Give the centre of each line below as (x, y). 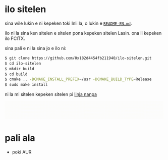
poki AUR (22, 152)
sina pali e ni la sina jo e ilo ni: (36, 48)
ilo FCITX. (15, 38)
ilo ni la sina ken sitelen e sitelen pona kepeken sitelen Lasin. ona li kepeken (83, 33)
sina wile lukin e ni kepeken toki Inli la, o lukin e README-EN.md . (68, 23)
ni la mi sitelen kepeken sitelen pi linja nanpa (51, 94)
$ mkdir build (20, 69)
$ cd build (16, 74)
